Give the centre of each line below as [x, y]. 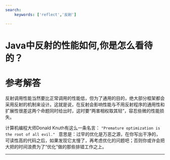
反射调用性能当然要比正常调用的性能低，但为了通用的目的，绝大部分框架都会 [85, 98]
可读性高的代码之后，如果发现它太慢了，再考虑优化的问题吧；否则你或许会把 [85, 140]
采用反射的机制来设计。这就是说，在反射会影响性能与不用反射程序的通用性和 [85, 104]
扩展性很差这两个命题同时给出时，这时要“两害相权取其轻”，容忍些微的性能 [83, 111]
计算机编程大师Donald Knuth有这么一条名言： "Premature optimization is [83, 128]
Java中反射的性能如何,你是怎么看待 [79, 45]
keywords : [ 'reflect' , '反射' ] [46, 15]
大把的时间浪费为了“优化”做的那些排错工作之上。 [56, 146]
